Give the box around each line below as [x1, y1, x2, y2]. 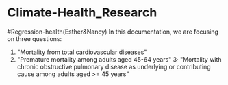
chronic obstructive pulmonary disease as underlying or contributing [16, 62, 211, 71]
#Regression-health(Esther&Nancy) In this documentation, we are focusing [7, 27, 219, 36]
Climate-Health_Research [7, 5, 157, 21]
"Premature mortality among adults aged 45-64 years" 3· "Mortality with [16, 55, 222, 63]
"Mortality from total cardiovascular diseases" [16, 48, 147, 56]
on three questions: [7, 34, 62, 42]
